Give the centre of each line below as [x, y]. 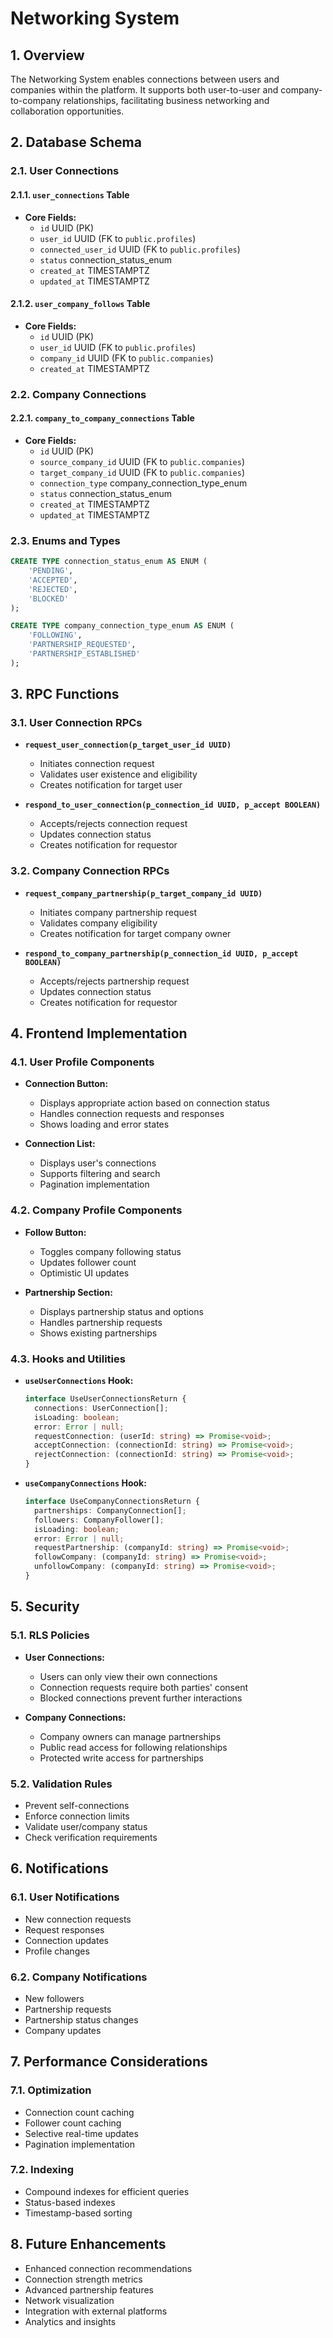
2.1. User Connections [65, 171]
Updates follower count [88, 1262]
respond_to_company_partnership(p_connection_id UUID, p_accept [161, 953]
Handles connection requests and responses [132, 1114]
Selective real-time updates [81, 2133]
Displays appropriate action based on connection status [154, 1103]
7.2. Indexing [42, 2170]
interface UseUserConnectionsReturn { [105, 1399]
